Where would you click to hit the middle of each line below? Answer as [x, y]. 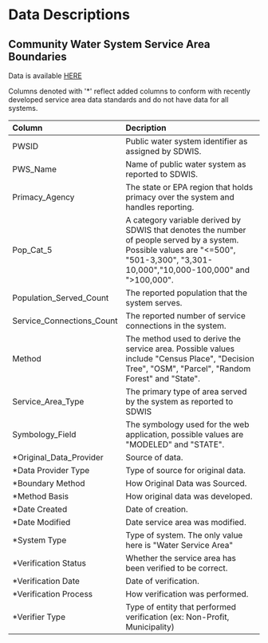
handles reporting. [160, 207]
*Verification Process [53, 594]
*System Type [39, 540]
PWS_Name [35, 169]
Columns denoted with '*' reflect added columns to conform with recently [130, 91]
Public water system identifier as [187, 141]
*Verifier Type [39, 617]
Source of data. [154, 458]
